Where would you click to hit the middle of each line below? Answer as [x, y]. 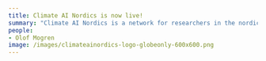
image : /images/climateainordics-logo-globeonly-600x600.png [111, 45]
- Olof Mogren [32, 38]
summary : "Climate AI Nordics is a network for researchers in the [122, 23]
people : [21, 30]
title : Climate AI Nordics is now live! [76, 15]
